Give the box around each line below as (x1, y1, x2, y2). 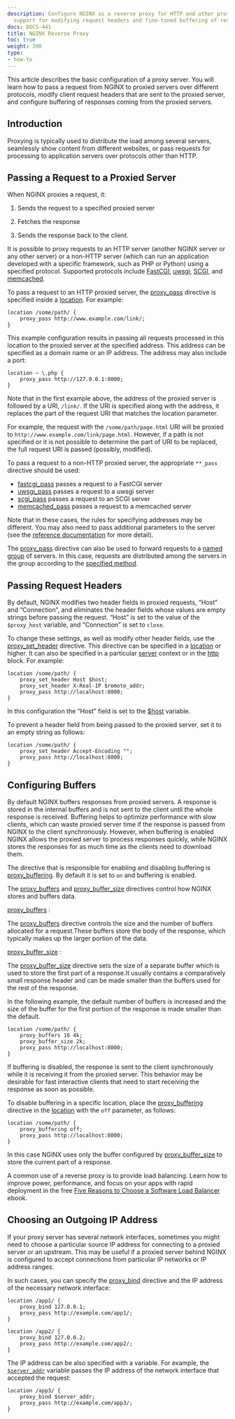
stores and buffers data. (7, 892, 77, 900)
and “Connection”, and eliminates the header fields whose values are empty (7, 606, 226, 614)
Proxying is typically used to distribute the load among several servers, (7, 136, 212, 145)
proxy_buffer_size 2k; (20, 1038, 86, 1045)
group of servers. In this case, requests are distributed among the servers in (7, 552, 227, 560)
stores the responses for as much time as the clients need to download (7, 843, 212, 851)
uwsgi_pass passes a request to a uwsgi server (17, 487, 155, 495)
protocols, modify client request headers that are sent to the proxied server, (7, 90, 226, 98)
